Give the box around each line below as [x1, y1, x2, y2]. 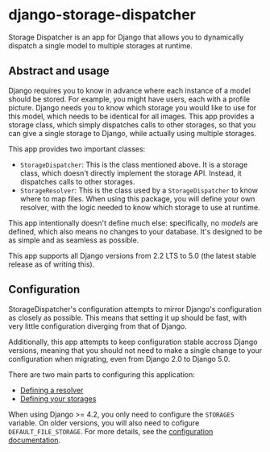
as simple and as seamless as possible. [8, 235, 139, 245]
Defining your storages [19, 393, 97, 404]
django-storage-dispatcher [8, 6, 196, 24]
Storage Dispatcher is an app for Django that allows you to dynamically [8, 32, 244, 42]
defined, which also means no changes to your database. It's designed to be [8, 226, 263, 236]
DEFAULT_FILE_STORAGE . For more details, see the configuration [8, 426, 214, 436]
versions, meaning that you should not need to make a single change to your [8, 345, 263, 355]
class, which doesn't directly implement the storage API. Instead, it [19, 168, 242, 178]
